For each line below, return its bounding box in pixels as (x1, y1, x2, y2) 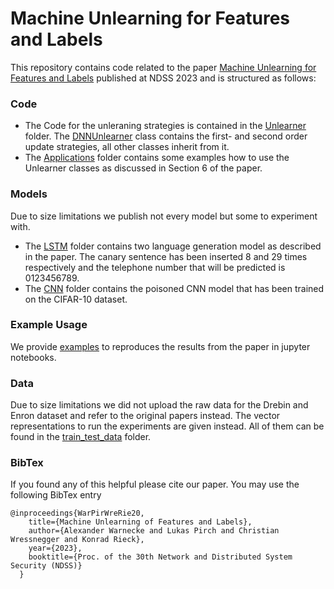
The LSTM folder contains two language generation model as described (24, 240, 322, 252)
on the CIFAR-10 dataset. (24, 293, 128, 305)
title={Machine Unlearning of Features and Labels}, (28, 517, 253, 527)
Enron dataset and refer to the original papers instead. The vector (10, 410, 281, 422)
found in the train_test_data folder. (10, 431, 152, 443)
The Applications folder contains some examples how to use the (24, 152, 290, 164)
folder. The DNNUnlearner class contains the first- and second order (24, 130, 308, 142)
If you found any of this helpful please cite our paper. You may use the (10, 478, 300, 491)
